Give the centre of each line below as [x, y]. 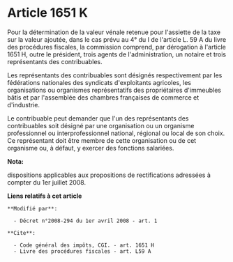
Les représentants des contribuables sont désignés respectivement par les [115, 75]
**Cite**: [22, 233]
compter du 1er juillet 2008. [46, 182]
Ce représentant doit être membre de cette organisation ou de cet [102, 140]
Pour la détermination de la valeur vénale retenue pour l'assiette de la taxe [114, 32]
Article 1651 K [48, 13]
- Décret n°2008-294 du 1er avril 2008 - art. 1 [85, 221]
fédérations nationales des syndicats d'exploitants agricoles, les [99, 82]
